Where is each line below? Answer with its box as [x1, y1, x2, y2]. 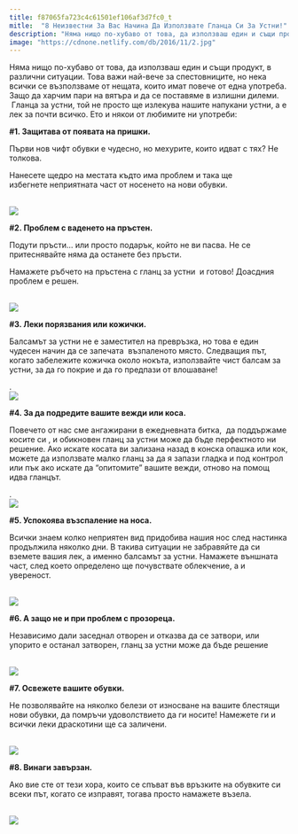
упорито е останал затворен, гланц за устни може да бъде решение [9, 640, 269, 651]
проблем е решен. [9, 276, 80, 286]
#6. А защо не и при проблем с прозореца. [9, 613, 176, 624]
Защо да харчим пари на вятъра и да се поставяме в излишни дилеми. [9, 90, 279, 101]
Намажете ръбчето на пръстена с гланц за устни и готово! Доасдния [9, 267, 275, 277]
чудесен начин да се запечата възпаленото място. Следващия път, [9, 346, 268, 356]
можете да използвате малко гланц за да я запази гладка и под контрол [9, 453, 284, 464]
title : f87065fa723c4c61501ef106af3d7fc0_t [9, 12, 173, 22]
